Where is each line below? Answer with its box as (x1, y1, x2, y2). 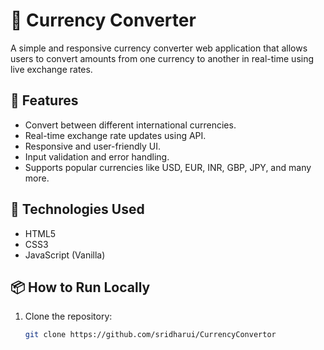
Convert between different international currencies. (24, 119, 237, 131)
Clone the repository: (24, 310, 113, 323)
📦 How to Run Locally (10, 279, 151, 296)
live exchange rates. (10, 63, 93, 75)
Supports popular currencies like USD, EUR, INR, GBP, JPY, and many (24, 161, 312, 173)
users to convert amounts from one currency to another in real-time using (10, 52, 315, 64)
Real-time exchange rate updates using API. (24, 129, 207, 141)
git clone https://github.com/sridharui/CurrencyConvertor (24, 330, 277, 340)
